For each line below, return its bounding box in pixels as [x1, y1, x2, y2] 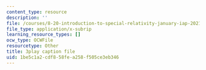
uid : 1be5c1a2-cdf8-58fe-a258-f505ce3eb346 [6, 54, 120, 60]
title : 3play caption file [6, 49, 75, 55]
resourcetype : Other [6, 43, 59, 49]
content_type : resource [6, 9, 67, 15]
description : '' [6, 15, 48, 21]
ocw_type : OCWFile [6, 37, 53, 43]
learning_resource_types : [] [6, 32, 81, 38]
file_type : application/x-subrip [6, 26, 92, 32]
